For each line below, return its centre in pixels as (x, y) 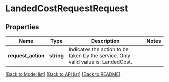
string (57, 56)
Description (105, 41)
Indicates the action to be (99, 49)
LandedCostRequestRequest (67, 9)
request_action (26, 56)
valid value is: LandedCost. (100, 62)
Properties (22, 27)
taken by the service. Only (100, 56)
